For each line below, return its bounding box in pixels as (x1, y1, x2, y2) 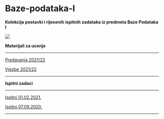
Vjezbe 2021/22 (5, 66, 37, 72)
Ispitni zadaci (5, 80, 33, 86)
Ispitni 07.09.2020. (5, 103, 42, 110)
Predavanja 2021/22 (5, 57, 45, 62)
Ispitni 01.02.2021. (5, 94, 41, 100)
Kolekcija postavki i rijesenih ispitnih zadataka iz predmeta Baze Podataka (5, 19, 159, 25)
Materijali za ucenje (5, 42, 46, 49)
